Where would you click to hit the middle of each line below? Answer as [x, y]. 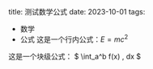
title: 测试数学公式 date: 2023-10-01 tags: [77, 12]
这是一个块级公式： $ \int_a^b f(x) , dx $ [75, 56]
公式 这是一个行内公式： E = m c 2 [74, 39]
